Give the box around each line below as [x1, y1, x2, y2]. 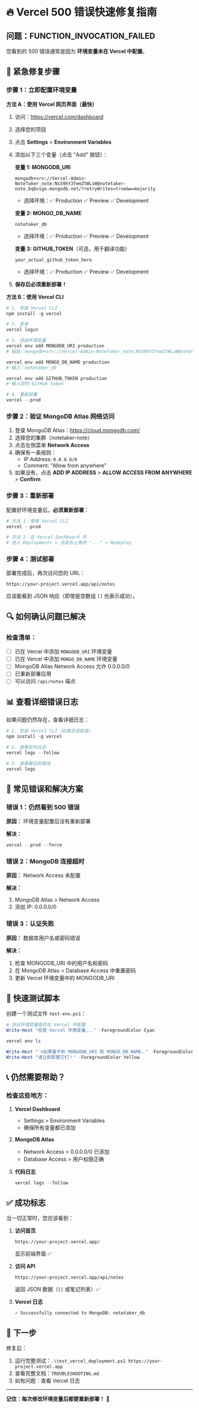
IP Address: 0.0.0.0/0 [23, 456, 78, 463]
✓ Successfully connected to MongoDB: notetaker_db [14, 1310, 145, 1316]
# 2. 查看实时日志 [6, 745, 46, 751]
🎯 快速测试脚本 [6, 994, 60, 1004]
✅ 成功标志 [6, 1198, 46, 1208]
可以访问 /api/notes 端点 [14, 678, 76, 685]
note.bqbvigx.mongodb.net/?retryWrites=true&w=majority [14, 186, 156, 191]
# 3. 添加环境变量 [6, 337, 46, 344]
